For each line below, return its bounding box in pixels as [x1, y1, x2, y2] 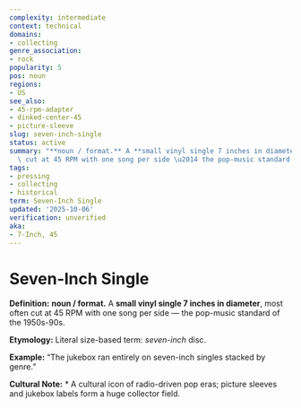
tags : [9, 163, 30, 172]
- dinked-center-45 [9, 113, 82, 122]
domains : [9, 30, 42, 39]
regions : [9, 80, 42, 89]
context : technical [9, 22, 82, 30]
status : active [9, 138, 66, 147]
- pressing [9, 171, 50, 180]
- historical [9, 188, 58, 197]
